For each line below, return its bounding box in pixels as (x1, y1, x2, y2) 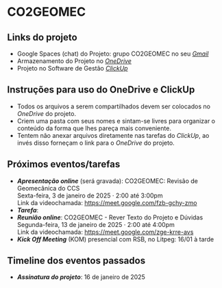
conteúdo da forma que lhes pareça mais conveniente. (16, 124, 171, 132)
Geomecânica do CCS (16, 184, 80, 192)
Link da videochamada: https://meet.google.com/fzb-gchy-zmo (16, 198, 197, 206)
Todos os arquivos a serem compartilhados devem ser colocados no (16, 102, 211, 110)
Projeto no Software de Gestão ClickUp (16, 64, 128, 72)
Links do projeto (7, 32, 77, 43)
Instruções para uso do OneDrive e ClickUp (7, 84, 195, 96)
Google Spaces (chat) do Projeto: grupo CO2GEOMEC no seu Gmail (16, 49, 209, 58)
